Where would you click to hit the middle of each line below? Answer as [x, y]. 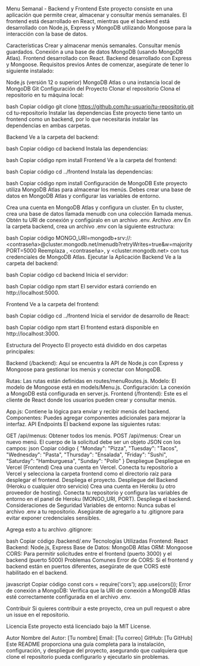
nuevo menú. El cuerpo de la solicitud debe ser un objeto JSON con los [93, 442]
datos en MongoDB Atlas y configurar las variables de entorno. [83, 196]
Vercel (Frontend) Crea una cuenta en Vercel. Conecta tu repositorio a [92, 467]
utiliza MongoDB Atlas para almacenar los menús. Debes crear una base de [99, 189]
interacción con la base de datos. [47, 34]
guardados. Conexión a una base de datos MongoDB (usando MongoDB [95, 52]
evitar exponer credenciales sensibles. [54, 518]
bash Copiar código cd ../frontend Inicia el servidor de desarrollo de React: [98, 316]
